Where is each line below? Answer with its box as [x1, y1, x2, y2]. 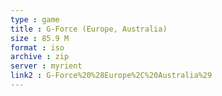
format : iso [10, 42, 65, 53]
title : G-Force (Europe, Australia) [10, 24, 168, 34]
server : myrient [10, 61, 83, 71]
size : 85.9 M [10, 33, 70, 43]
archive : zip [10, 52, 70, 62]
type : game [10, 14, 60, 25]
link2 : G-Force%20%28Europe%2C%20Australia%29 [10, 71, 213, 81]
